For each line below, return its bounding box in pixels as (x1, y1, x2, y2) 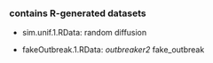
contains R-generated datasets (9, 7, 146, 20)
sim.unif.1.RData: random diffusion (21, 28, 147, 38)
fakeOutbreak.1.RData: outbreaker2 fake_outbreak (21, 44, 205, 55)
